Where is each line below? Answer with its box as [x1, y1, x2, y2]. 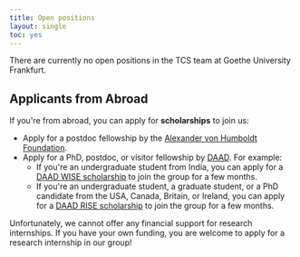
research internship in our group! [9, 237, 132, 248]
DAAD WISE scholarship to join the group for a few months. [35, 172, 258, 183]
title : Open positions [9, 13, 95, 23]
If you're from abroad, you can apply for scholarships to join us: [9, 115, 249, 126]
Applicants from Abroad [9, 91, 149, 106]
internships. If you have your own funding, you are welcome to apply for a [9, 228, 285, 239]
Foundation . [22, 143, 68, 153]
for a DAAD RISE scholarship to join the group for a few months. [35, 201, 275, 212]
